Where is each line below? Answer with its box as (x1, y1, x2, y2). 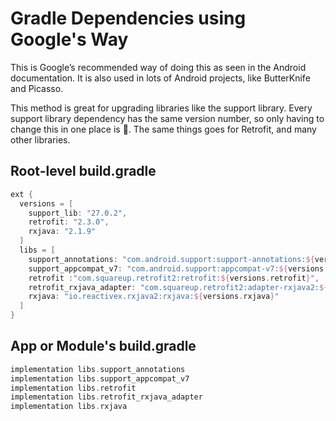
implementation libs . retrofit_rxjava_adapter (10, 392, 203, 402)
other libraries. (10, 133, 71, 146)
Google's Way (10, 28, 129, 51)
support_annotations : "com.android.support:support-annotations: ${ (28, 254, 315, 264)
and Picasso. (10, 82, 64, 94)
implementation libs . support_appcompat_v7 (10, 373, 190, 384)
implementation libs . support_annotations (10, 364, 186, 374)
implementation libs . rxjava (10, 402, 128, 412)
